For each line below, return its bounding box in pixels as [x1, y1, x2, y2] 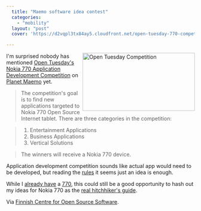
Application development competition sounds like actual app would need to [6, 163, 191, 170]
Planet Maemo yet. [6, 78, 53, 85]
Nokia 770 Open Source [20, 109, 80, 116]
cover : [11, 31, 28, 37]
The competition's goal [20, 90, 78, 97]
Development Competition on [6, 72, 79, 79]
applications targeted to [20, 102, 80, 109]
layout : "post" [11, 25, 50, 32]
